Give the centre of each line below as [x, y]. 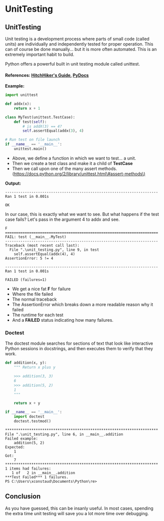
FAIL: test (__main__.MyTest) [36, 237]
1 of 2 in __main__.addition [43, 473]
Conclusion [23, 496]
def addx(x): [18, 104]
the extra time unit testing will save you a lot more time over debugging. [77, 513]
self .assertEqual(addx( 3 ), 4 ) [53, 131]
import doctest [29, 417]
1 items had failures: [28, 469]
